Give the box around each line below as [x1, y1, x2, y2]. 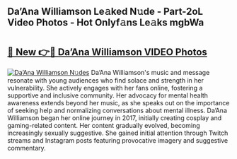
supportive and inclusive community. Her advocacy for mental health [7, 91, 209, 100]
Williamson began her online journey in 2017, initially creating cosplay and [7, 114, 222, 122]
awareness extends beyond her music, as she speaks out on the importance [7, 99, 230, 107]
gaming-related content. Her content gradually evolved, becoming [7, 122, 200, 129]
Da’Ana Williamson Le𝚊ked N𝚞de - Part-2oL [7, 6, 204, 18]
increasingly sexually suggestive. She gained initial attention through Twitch [7, 129, 229, 137]
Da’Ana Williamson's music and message [91, 69, 210, 76]
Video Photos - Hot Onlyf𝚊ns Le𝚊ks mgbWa [7, 17, 204, 29]
